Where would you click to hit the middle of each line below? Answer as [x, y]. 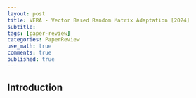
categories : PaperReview [44, 40]
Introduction [35, 88]
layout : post [26, 14]
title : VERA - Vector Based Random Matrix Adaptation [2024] [99, 20]
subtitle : [22, 27]
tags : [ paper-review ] [39, 33]
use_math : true [30, 46]
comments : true [30, 53]
